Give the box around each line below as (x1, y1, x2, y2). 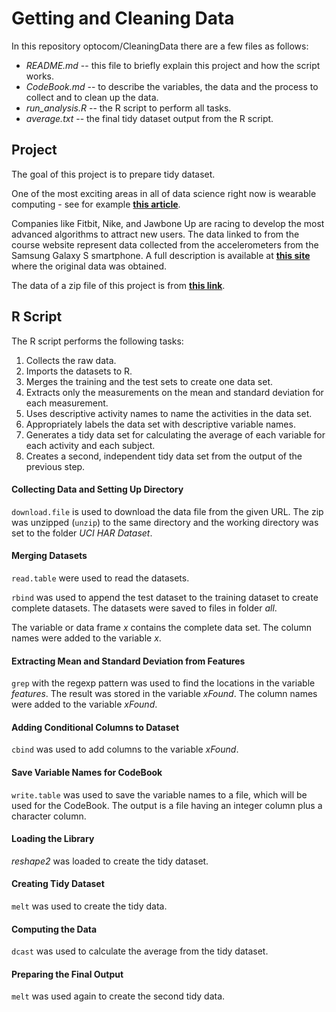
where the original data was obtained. (11, 260, 168, 272)
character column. (11, 810, 87, 822)
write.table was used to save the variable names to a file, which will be (11, 788, 308, 801)
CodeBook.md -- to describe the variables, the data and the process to (25, 80, 319, 92)
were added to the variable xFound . (11, 698, 158, 711)
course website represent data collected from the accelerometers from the (11, 238, 319, 251)
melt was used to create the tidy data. (11, 900, 168, 912)
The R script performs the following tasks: (11, 335, 184, 347)
